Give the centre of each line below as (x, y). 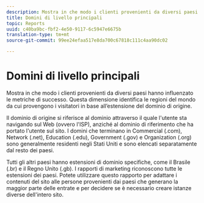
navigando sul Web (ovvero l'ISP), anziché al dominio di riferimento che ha (100, 124)
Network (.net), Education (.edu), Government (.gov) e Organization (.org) (99, 137)
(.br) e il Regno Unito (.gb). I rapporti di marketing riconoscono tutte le (94, 168)
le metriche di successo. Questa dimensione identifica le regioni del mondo (101, 99)
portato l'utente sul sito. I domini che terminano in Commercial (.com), (94, 131)
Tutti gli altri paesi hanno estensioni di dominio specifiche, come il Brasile (98, 162)
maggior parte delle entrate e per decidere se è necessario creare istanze (99, 188)
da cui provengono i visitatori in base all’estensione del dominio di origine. (99, 106)
